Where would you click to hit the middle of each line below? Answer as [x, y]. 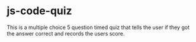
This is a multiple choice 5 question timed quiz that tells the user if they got [98, 27]
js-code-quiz [40, 11]
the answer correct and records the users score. [66, 33]
